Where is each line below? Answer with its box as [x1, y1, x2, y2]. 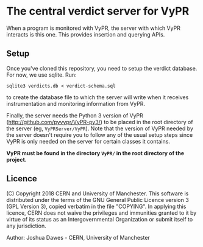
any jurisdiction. [6, 222, 47, 229]
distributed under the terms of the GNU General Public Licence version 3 [6, 196, 189, 203]
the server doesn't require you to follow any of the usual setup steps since [6, 131, 193, 138]
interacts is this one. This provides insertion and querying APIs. [6, 30, 165, 38]
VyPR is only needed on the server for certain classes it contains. [6, 137, 171, 145]
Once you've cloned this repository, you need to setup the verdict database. [6, 64, 198, 72]
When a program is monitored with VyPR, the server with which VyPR [6, 24, 181, 32]
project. [6, 156, 27, 163]
